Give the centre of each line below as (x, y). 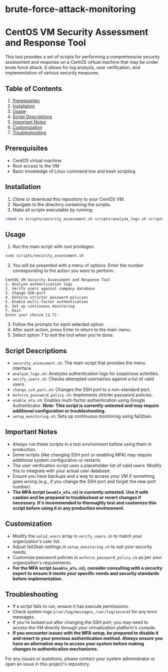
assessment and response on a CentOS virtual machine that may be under (82, 62)
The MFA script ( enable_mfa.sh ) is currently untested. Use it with (80, 492)
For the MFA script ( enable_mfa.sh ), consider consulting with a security (87, 568)
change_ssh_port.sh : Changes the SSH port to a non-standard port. (81, 389)
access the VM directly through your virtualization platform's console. (84, 628)
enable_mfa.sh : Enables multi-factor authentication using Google (79, 400)
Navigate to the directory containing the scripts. (61, 204)
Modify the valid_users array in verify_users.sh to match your (77, 536)
